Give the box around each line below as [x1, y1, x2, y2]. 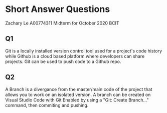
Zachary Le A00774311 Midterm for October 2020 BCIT [5, 20, 119, 26]
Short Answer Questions [5, 3, 110, 15]
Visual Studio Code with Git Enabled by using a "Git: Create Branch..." [5, 96, 149, 103]
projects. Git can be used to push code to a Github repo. [5, 58, 121, 64]
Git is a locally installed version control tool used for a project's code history [5, 47, 162, 53]
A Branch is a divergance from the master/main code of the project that [5, 86, 152, 92]
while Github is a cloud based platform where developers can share [5, 53, 145, 59]
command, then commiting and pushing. [5, 102, 89, 108]
